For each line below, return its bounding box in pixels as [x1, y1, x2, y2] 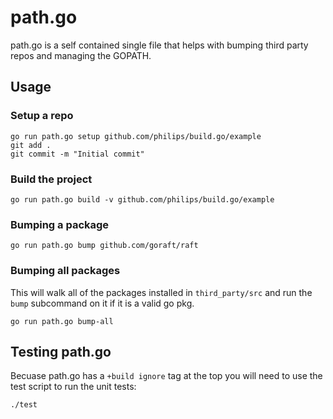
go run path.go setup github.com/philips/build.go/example [10, 131, 262, 141]
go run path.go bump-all [10, 316, 114, 326]
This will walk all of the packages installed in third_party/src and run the [10, 286, 313, 298]
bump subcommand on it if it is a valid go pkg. [10, 297, 195, 309]
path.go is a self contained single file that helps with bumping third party [10, 39, 309, 51]
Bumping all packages [10, 264, 121, 278]
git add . [10, 140, 52, 150]
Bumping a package [10, 217, 110, 231]
